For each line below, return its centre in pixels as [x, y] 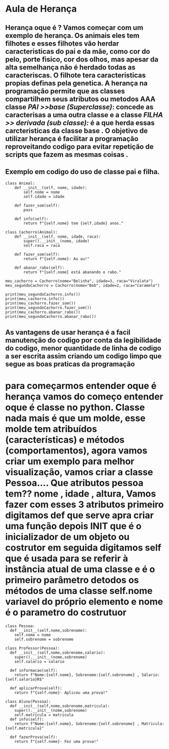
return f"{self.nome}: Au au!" [57, 259]
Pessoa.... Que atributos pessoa [74, 483]
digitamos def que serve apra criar [79, 515]
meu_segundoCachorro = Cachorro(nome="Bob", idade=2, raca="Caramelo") [82, 286]
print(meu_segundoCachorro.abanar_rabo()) [51, 317]
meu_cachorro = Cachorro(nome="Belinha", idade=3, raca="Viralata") [79, 281]
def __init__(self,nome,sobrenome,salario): [58, 653]
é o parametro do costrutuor [66, 612]
